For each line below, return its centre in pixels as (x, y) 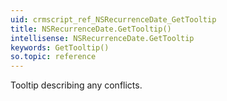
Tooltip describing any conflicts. (76, 85)
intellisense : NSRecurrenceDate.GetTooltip (102, 38)
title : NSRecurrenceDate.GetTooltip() (91, 29)
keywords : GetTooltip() (60, 47)
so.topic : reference (53, 57)
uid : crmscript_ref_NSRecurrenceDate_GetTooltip (113, 19)
